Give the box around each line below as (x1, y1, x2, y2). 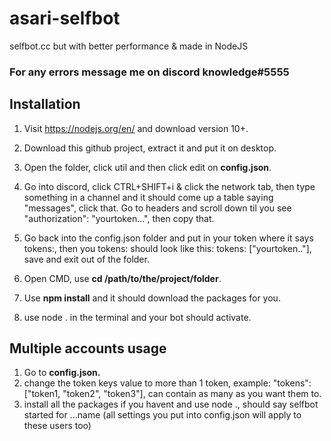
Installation (9, 96, 81, 113)
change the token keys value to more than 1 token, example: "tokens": (23, 377, 312, 389)
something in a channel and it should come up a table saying (23, 191, 274, 203)
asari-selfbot (9, 7, 121, 30)
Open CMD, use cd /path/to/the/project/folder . (23, 272, 222, 284)
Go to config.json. (23, 367, 101, 379)
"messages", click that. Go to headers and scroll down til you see (23, 202, 292, 214)
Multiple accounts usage (9, 340, 167, 357)
